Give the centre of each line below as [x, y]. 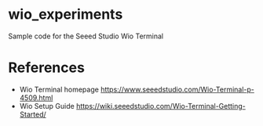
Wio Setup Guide [47, 106]
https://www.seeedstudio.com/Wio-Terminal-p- [178, 89]
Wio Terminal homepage [59, 89]
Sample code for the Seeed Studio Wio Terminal [86, 36]
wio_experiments [66, 14]
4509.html [36, 97]
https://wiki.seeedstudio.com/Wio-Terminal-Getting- [161, 106]
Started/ [33, 114]
